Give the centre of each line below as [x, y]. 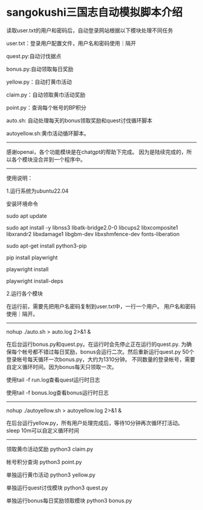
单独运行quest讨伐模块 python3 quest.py [57, 488]
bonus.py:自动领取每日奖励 [40, 69]
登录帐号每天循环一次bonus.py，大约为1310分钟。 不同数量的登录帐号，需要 [101, 359]
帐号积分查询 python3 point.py [44, 462]
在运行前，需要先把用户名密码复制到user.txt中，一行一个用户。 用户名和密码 [101, 306]
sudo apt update [27, 216]
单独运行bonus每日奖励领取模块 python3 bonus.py [69, 500]
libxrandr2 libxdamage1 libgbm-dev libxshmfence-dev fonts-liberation [93, 234]
